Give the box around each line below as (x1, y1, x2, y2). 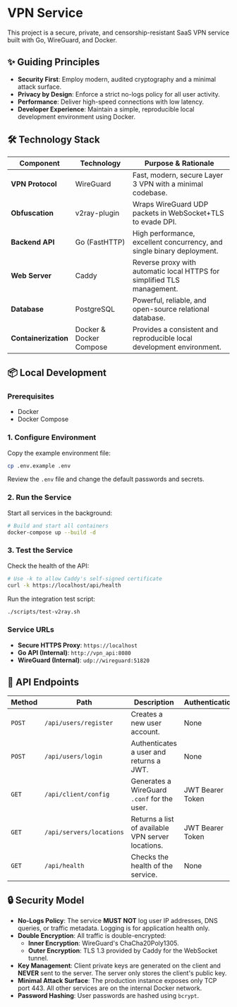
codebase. (132, 188, 168, 197)
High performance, (132, 228, 195, 238)
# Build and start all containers (7, 522, 109, 530)
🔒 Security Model (7, 894, 85, 906)
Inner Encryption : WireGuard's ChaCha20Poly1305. (28, 939, 180, 948)
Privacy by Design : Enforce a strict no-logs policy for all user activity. (17, 90, 220, 98)
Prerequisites (7, 391, 54, 401)
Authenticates (130, 738, 178, 748)
